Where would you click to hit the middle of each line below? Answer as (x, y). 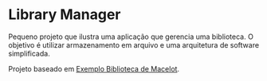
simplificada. (29, 53)
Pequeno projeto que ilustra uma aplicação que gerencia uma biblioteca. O (131, 37)
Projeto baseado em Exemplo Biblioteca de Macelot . (94, 68)
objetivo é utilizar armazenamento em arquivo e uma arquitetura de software (134, 44)
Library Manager (65, 15)
